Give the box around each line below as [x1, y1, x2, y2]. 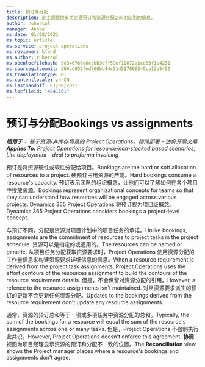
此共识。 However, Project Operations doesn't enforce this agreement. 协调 [6, 333, 194, 340]
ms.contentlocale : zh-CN [6, 77, 70, 83]
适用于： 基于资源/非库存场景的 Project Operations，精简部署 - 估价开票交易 [6, 138, 198, 145]
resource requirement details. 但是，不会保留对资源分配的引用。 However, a [6, 276, 196, 283]
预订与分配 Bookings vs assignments [6, 116, 193, 130]
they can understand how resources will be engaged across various [6, 193, 177, 201]
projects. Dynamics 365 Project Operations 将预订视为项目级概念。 [6, 201, 175, 208]
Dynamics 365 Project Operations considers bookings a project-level [6, 207, 180, 215]
